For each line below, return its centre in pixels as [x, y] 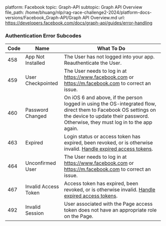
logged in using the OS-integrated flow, [110, 104]
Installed [35, 63]
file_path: [15, 12]
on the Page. [79, 216]
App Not [35, 57]
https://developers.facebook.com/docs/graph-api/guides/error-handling [79, 23]
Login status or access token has [102, 136]
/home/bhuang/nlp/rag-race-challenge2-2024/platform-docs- [88, 12]
